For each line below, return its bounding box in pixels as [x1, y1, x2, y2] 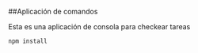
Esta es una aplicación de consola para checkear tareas [8, 22, 191, 31]
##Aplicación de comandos [8, 7, 98, 16]
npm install [8, 37, 48, 45]
